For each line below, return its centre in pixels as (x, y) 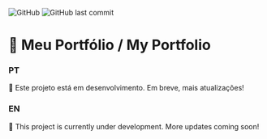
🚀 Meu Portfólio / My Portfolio (110, 45)
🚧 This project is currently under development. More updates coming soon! (134, 126)
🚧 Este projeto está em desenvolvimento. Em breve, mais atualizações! (127, 88)
